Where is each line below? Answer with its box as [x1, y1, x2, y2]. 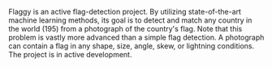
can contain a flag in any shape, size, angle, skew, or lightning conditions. [8, 41, 255, 51]
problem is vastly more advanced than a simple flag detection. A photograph [8, 32, 265, 42]
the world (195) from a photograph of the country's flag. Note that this [8, 24, 243, 33]
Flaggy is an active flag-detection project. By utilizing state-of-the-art [8, 7, 242, 16]
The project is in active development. [8, 50, 132, 59]
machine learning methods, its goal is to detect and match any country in [8, 15, 253, 25]
